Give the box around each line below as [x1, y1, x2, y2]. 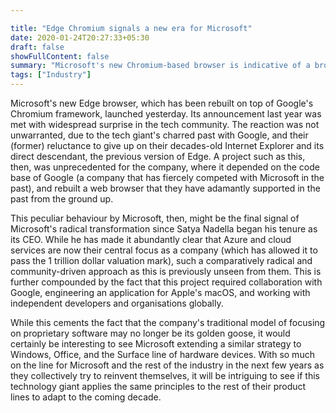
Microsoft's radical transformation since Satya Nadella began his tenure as [10, 223, 318, 235]
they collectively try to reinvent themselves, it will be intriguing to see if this [10, 370, 320, 381]
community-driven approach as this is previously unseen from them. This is [10, 266, 322, 277]
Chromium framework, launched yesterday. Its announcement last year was [10, 108, 322, 120]
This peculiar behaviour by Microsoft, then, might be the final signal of [10, 212, 300, 224]
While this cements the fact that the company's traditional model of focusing [10, 317, 326, 328]
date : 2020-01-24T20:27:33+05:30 [10, 32, 150, 43]
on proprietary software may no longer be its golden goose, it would [10, 327, 291, 339]
